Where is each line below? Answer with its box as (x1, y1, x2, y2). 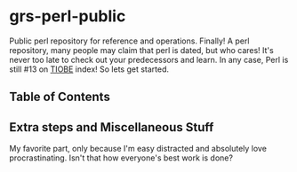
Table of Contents (9, 90, 111, 105)
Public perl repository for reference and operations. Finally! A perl (9, 35, 250, 46)
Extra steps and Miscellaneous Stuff (9, 120, 214, 135)
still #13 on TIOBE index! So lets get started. (9, 64, 170, 74)
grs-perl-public (9, 6, 126, 27)
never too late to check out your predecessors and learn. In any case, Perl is (9, 54, 289, 65)
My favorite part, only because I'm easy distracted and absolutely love (9, 144, 267, 154)
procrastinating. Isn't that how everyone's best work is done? (9, 152, 234, 163)
